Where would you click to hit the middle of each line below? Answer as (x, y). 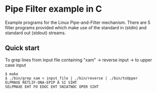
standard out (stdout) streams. (36, 33)
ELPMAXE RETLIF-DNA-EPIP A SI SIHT (41, 82)
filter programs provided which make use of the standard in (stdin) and (76, 27)
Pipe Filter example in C (53, 9)
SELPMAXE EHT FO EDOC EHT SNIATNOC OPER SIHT (52, 87)
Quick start (22, 48)
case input (16, 65)
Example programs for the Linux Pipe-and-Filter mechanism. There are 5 (78, 22)
